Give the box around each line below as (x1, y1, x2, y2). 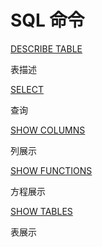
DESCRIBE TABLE (10, 42, 83, 55)
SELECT (10, 83, 44, 95)
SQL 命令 (10, 9, 85, 32)
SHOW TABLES (10, 205, 73, 217)
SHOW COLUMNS (10, 124, 86, 136)
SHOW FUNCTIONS (10, 164, 93, 176)
